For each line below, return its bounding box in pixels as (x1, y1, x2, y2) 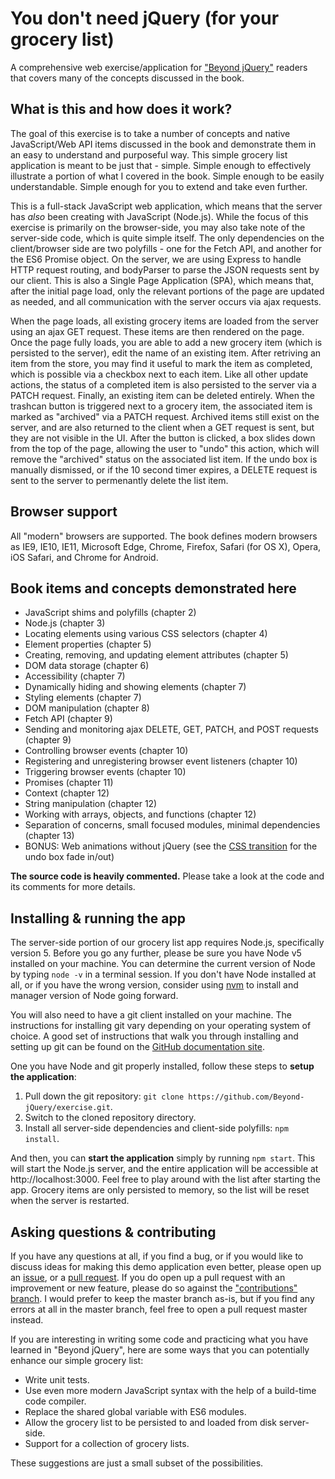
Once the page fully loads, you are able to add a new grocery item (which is (10, 336, 323, 348)
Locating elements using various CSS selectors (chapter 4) (24, 628, 268, 640)
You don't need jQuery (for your (10, 7, 280, 30)
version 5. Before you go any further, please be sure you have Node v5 (10, 947, 302, 959)
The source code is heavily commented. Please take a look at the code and (10, 870, 325, 882)
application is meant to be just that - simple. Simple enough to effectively (10, 159, 312, 171)
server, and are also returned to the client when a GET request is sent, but (10, 421, 315, 433)
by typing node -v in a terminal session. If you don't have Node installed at (10, 968, 317, 981)
